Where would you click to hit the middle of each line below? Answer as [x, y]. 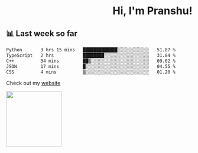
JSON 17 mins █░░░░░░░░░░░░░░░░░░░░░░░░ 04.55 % [91, 66]
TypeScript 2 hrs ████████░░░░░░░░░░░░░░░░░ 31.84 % [91, 55]
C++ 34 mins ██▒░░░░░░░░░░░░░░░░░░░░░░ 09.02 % [91, 61]
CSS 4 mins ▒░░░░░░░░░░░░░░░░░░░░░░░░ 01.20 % [91, 72]
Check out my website [33, 83]
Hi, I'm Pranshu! [152, 11]
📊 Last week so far [42, 33]
